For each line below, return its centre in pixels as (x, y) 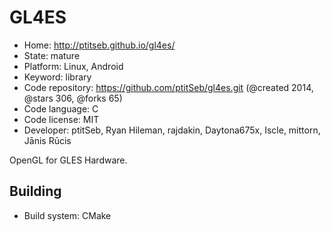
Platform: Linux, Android (73, 66)
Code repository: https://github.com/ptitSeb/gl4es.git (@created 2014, (168, 87)
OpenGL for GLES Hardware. (68, 160)
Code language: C (61, 108)
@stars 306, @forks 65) (73, 98)
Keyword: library (57, 77)
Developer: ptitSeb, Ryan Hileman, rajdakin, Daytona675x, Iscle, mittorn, (172, 130)
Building (35, 191)
